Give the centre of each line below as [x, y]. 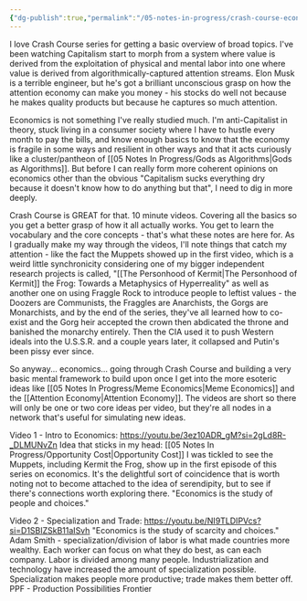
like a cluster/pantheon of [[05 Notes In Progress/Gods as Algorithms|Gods [151, 158]
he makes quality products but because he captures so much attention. [143, 102]
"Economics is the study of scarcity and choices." [185, 530]
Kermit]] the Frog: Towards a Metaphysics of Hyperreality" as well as [139, 283]
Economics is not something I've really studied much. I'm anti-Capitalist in [148, 120]
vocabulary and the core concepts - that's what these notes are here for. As [152, 235]
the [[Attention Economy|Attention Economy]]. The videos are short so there [153, 397]
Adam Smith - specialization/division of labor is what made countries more [150, 540]
